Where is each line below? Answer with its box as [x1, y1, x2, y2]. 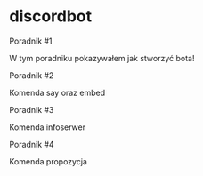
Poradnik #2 [9, 69, 54, 81]
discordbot [9, 6, 93, 27]
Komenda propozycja [9, 156, 87, 166]
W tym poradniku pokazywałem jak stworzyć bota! [9, 52, 195, 63]
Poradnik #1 [9, 36, 53, 46]
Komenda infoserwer [9, 122, 86, 132]
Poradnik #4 [9, 139, 55, 149]
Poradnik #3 [9, 104, 54, 115]
